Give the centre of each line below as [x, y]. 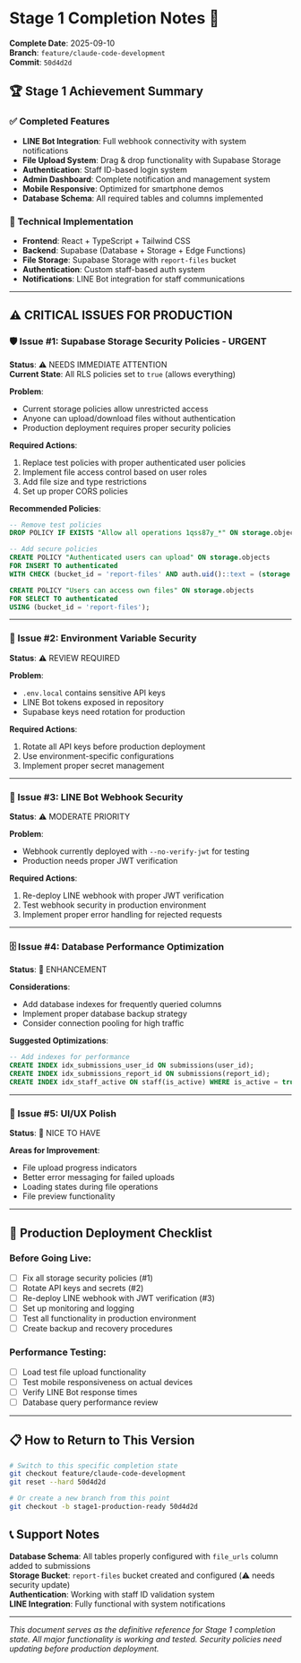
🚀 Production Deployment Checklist [111, 1232]
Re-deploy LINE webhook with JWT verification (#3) [118, 1297]
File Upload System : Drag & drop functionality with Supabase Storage [151, 159]
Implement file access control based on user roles [115, 472]
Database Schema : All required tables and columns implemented [142, 198]
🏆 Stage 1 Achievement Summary [107, 92]
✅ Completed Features [60, 122]
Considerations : [40, 987]
